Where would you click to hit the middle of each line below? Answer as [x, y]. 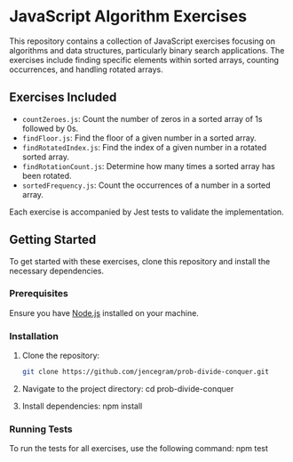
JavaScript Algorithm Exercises [128, 16]
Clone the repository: [61, 356]
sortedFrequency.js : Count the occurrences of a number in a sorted [146, 185]
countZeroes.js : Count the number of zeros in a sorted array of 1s [142, 118]
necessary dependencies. [57, 271]
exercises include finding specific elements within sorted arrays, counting [144, 60]
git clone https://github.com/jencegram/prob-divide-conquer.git [145, 372]
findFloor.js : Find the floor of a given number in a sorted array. [139, 138]
